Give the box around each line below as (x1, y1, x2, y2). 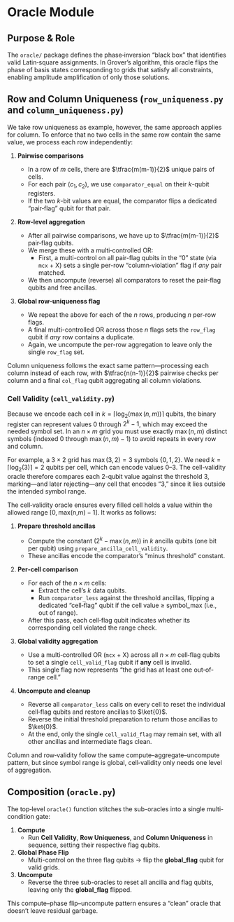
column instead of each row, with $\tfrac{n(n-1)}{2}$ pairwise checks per (7, 369, 219, 377)
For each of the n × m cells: (27, 578, 107, 587)
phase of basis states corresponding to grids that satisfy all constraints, (7, 66, 214, 74)
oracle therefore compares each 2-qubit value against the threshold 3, (7, 473, 210, 481)
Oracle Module (7, 4, 94, 20)
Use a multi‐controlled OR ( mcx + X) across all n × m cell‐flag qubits (27, 650, 221, 659)
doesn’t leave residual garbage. (7, 906, 98, 915)
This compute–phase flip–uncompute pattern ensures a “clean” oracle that (7, 899, 221, 907)
